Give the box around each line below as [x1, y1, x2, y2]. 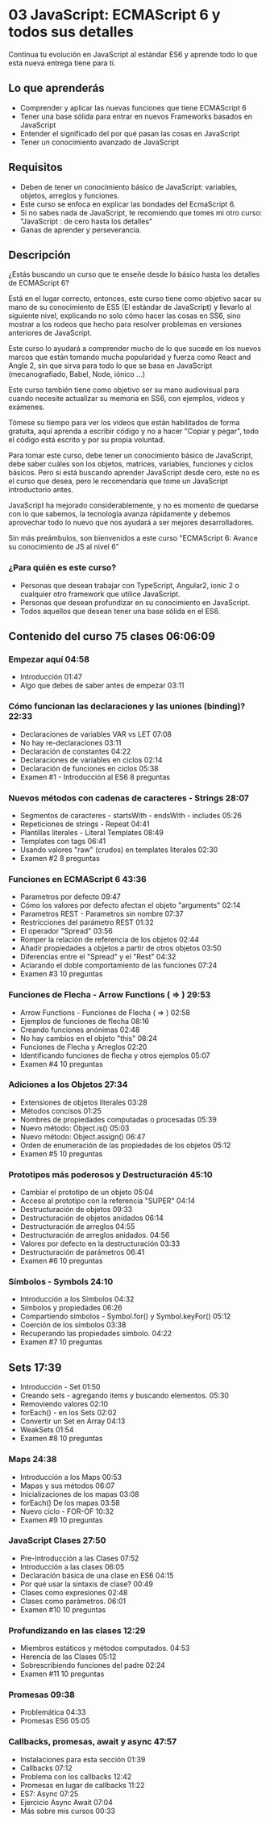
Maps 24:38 [8, 1454, 57, 1465]
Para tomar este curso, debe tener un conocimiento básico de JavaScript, [8, 450, 254, 461]
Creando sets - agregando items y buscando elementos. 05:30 [19, 1390, 230, 1401]
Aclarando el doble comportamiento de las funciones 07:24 [19, 960, 218, 970]
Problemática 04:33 [19, 1707, 86, 1717]
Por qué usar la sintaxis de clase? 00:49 [19, 1579, 154, 1589]
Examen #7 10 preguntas [19, 1337, 103, 1347]
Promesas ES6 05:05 [19, 1716, 90, 1726]
